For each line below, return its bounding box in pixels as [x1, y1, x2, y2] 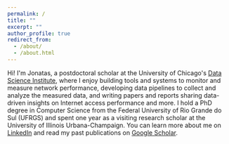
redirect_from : [7, 37, 52, 44]
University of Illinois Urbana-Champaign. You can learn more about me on [7, 121, 221, 129]
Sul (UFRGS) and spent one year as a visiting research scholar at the [7, 113, 206, 122]
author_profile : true [7, 30, 71, 37]
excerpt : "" [7, 23, 42, 30]
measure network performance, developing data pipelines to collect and [7, 84, 216, 92]
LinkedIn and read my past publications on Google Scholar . [7, 128, 178, 137]
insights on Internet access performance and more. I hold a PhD [27, 98, 213, 107]
